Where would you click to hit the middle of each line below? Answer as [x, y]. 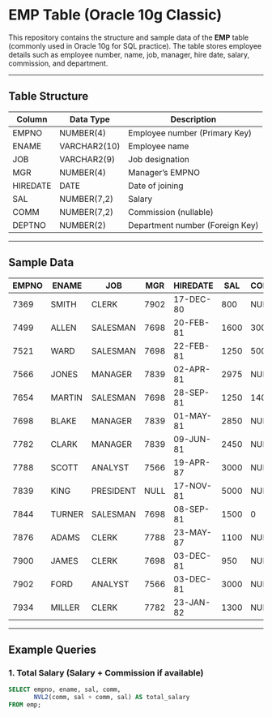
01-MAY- [193, 415]
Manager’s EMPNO [164, 172]
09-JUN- [193, 439]
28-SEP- [192, 393]
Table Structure [49, 96]
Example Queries [53, 649]
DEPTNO [29, 225]
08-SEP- [192, 509]
